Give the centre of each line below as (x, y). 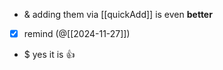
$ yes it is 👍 (49, 55)
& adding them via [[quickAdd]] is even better (118, 14)
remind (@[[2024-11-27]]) (77, 33)
